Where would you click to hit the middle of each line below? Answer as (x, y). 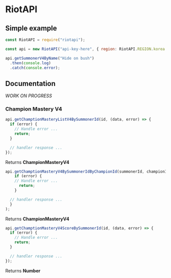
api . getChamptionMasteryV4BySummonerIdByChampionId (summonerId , (75, 172)
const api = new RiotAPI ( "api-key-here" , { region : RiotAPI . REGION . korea (85, 49)
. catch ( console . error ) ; (35, 68)
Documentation (31, 83)
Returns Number (23, 270)
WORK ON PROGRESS (29, 96)
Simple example (31, 28)
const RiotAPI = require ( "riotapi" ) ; (45, 40)
